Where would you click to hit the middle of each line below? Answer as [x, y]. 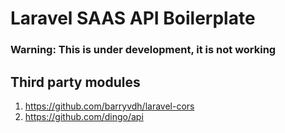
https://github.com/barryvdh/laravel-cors [109, 106]
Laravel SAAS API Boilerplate [133, 18]
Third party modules [75, 82]
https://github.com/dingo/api [84, 116]
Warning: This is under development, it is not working [143, 50]
